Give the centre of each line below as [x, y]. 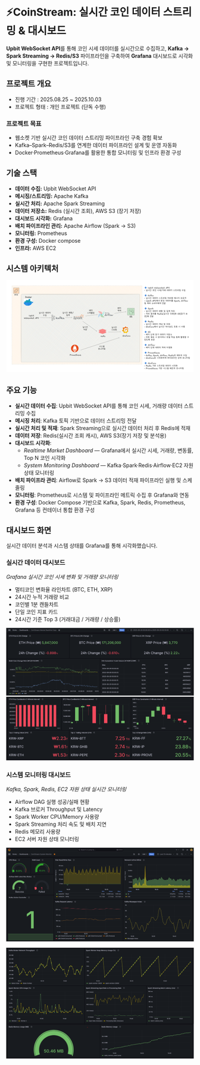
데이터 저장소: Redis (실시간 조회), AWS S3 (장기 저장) [78, 211]
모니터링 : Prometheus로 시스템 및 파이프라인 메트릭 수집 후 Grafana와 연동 [102, 495]
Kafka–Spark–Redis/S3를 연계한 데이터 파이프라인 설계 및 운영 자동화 [96, 145]
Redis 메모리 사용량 [37, 831]
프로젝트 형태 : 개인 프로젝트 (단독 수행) [60, 106]
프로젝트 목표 [24, 124]
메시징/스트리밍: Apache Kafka [51, 196]
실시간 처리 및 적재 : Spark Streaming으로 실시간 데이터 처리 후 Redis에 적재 [102, 428]
